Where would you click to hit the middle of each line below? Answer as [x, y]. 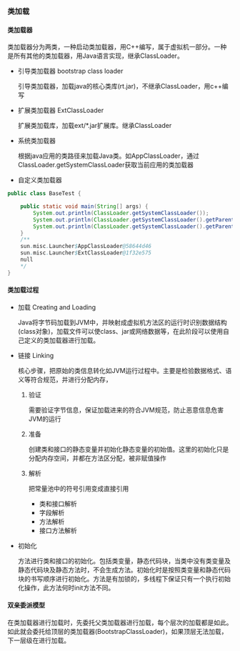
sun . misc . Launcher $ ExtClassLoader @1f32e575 [86, 253]
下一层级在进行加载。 [39, 640]
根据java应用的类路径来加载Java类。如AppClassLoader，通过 [109, 156]
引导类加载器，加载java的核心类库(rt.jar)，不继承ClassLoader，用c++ [120, 86]
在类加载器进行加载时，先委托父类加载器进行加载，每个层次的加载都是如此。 [120, 622]
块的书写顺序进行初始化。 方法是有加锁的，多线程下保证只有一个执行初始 [124, 578]
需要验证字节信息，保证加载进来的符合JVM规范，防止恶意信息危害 [126, 409]
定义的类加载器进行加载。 [62, 340]
